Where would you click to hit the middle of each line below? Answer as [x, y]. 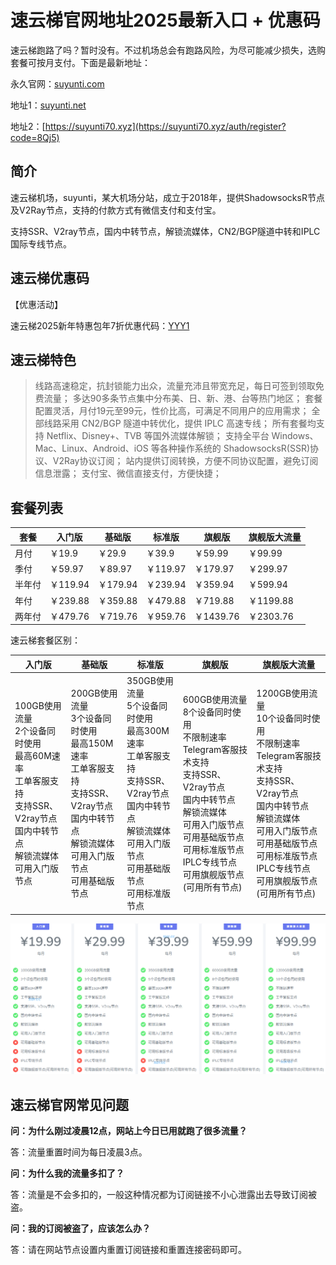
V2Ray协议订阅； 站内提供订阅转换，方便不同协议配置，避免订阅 [185, 461]
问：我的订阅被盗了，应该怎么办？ [80, 1228]
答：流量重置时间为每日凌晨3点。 [79, 1152]
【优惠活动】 [36, 304]
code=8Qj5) [35, 137]
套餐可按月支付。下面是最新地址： [80, 62]
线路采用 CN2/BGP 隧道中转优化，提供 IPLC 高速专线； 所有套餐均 [180, 423]
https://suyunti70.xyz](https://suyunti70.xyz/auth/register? [165, 126]
